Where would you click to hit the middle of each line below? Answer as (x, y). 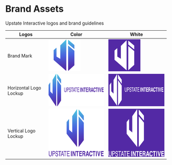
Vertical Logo (21, 131)
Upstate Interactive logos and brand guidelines (55, 23)
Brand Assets (35, 9)
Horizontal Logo (24, 88)
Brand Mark (20, 56)
